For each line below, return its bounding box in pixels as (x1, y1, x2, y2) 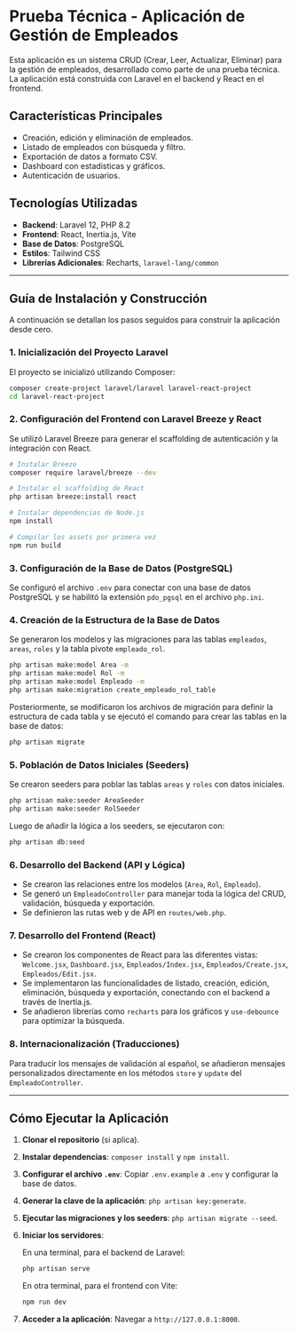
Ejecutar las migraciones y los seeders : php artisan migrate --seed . (21, 1213, 278, 1224)
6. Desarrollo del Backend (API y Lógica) (9, 858, 186, 871)
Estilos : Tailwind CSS (21, 247, 100, 259)
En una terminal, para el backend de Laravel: (21, 1247, 185, 1258)
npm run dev (21, 1297, 67, 1307)
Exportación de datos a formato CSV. (21, 151, 158, 162)
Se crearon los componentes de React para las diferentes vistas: (21, 949, 259, 961)
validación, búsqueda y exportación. (21, 898, 155, 908)
